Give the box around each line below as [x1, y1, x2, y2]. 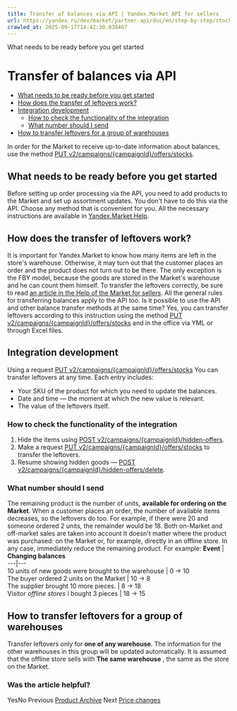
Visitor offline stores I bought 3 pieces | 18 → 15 [7, 589, 146, 598]
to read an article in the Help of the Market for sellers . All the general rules [7, 288, 223, 297]
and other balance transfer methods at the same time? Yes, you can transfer [7, 304, 229, 312]
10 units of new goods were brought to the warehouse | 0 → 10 [7, 567, 190, 575]
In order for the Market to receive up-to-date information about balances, [7, 142, 220, 151]
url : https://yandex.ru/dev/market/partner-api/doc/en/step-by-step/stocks [7, 17, 235, 24]
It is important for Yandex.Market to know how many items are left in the [7, 250, 217, 259]
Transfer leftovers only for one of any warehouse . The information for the [7, 640, 222, 648]
